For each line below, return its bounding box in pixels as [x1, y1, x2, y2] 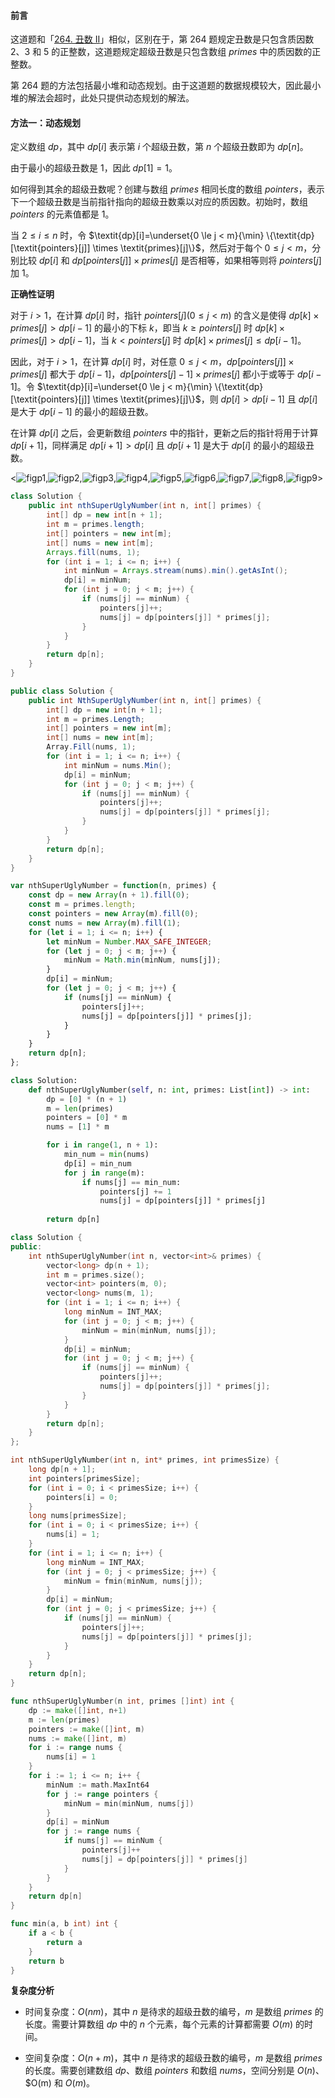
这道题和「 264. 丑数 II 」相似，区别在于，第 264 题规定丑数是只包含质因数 [10, 33, 315, 45]
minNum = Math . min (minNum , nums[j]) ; [63, 955, 222, 965]
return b [28, 1956, 65, 1966]
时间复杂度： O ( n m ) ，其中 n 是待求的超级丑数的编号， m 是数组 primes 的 [24, 2006, 324, 2018]
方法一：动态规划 [10, 116, 81, 129]
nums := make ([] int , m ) [28, 1733, 128, 1744]
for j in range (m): [63, 1168, 145, 1178]
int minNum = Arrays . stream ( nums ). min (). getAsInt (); [63, 566, 288, 576]
